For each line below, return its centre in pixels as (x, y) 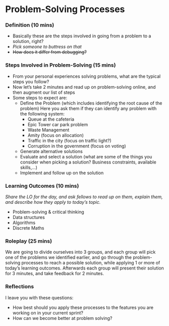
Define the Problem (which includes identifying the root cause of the (91, 103)
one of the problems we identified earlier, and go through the (69, 257)
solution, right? (28, 41)
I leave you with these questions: (39, 297)
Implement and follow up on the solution (62, 173)
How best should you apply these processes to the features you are (83, 307)
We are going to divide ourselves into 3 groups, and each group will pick (80, 252)
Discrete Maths (28, 228)
